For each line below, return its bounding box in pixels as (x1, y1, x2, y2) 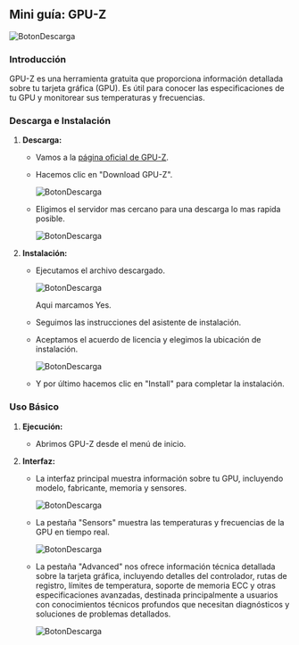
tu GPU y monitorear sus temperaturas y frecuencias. (9, 93, 205, 103)
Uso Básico (9, 401, 60, 413)
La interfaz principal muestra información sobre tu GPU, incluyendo (35, 473, 284, 484)
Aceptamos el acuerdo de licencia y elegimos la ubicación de (35, 335, 262, 345)
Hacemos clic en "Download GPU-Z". (35, 170, 173, 180)
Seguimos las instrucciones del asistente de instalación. (35, 317, 242, 328)
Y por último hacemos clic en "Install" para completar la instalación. (35, 378, 285, 389)
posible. (35, 213, 65, 224)
